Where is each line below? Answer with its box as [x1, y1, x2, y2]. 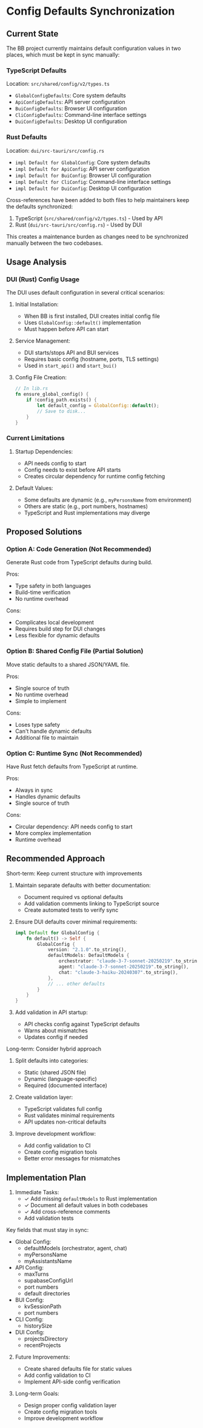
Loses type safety [15, 721, 61, 728]
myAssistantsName [24, 1257, 73, 1264]
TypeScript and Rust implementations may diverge [24, 509, 150, 516]
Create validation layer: [15, 1094, 73, 1101]
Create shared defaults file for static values [24, 1365, 132, 1372]
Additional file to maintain [15, 733, 79, 741]
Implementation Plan [6, 1172, 87, 1183]
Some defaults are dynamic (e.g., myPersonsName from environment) [24, 496, 192, 503]
